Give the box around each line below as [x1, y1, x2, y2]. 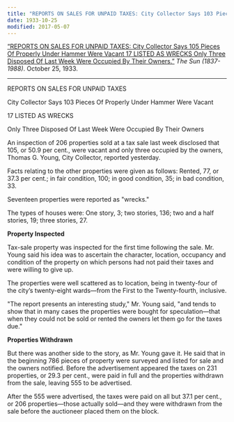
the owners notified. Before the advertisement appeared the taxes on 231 [7, 364, 217, 372]
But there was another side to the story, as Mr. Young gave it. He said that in [7, 349, 226, 358]
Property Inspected [7, 229, 65, 238]
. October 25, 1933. [23, 64, 79, 73]
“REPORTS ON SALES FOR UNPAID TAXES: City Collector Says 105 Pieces [7, 43, 221, 51]
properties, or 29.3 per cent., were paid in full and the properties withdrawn [7, 371, 224, 380]
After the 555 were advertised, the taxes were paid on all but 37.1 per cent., [7, 392, 222, 401]
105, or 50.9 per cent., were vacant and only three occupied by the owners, [7, 146, 224, 154]
